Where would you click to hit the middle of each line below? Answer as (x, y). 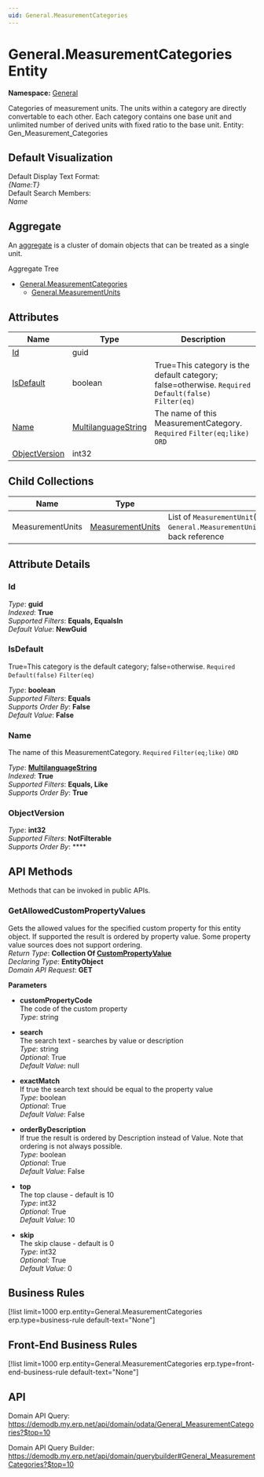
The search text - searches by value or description (101, 1040)
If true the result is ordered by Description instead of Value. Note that (131, 1138)
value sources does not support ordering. (75, 944)
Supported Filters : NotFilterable (60, 838)
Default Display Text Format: (54, 177)
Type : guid (26, 604)
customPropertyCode (56, 1000)
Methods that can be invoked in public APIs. (79, 891)
